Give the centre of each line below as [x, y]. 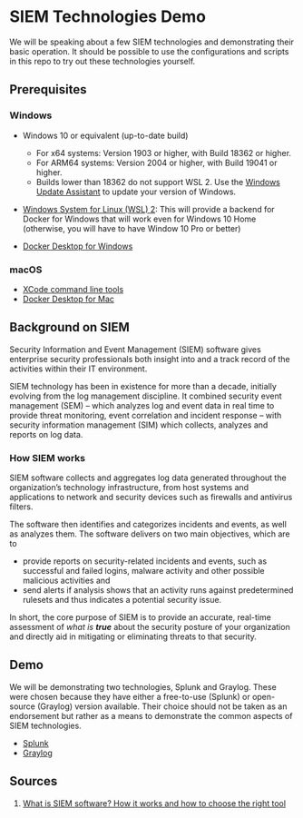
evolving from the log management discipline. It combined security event [146, 396]
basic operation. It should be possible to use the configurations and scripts [149, 51]
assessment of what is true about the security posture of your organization [150, 627]
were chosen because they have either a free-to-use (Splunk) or [130, 696]
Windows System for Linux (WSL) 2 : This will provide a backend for [148, 209]
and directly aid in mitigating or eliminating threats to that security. [133, 636]
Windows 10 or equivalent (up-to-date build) [105, 135]
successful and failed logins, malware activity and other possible [143, 571]
